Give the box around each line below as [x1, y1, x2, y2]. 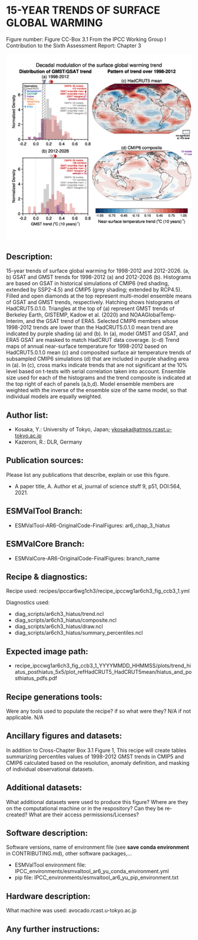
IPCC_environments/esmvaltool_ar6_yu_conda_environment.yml [14, 868, 169, 875]
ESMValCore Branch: [6, 539, 85, 549]
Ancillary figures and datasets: [6, 731, 123, 741]
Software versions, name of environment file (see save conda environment [6, 844, 190, 851]
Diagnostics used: [6, 599, 50, 606]
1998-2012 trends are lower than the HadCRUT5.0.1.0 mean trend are [6, 324, 174, 331]
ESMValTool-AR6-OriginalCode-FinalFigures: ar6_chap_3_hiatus [14, 522, 170, 529]
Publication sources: [6, 456, 84, 466]
